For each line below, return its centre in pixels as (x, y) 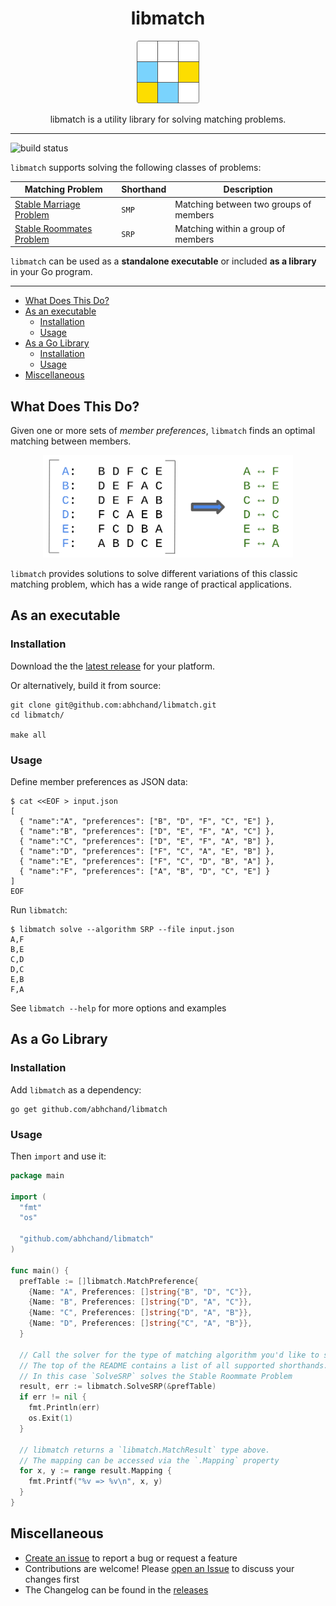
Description (248, 189)
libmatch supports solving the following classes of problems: (136, 167)
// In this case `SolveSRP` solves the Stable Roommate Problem (156, 1376)
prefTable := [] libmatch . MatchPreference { (109, 1281)
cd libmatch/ (37, 715)
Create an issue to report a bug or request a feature (131, 1558)
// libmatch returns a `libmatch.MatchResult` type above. (145, 1450)
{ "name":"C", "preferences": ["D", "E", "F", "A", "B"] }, (147, 841)
